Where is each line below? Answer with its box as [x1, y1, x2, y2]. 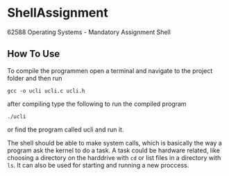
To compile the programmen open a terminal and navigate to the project [7, 66, 213, 74]
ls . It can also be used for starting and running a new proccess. [7, 161, 189, 169]
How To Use [7, 48, 60, 60]
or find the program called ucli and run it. [7, 125, 124, 134]
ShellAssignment [7, 5, 109, 21]
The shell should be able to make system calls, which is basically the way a [7, 138, 222, 147]
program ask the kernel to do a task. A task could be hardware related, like [7, 146, 221, 154]
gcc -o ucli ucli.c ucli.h [7, 87, 85, 95]
